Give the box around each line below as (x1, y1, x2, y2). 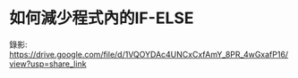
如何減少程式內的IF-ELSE (9, 8, 194, 28)
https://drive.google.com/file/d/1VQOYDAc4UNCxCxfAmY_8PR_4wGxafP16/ (9, 49, 289, 59)
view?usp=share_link (9, 58, 87, 69)
